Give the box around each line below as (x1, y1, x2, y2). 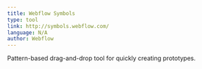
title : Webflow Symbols (7, 10, 76, 17)
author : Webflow (7, 36, 54, 42)
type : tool (7, 16, 39, 23)
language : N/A (7, 29, 48, 36)
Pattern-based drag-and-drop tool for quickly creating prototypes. (7, 54, 196, 62)
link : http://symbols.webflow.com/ (7, 23, 110, 29)
